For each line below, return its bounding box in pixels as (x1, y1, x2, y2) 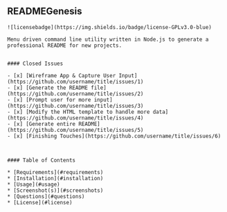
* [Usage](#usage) (7, 181, 60, 188)
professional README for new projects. (7, 41, 122, 49)
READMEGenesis (7, 6, 82, 17)
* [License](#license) (7, 199, 73, 206)
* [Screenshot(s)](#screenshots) (7, 186, 104, 194)
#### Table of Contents (7, 157, 76, 164)
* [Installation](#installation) (7, 175, 104, 182)
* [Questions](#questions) (7, 193, 85, 200)
